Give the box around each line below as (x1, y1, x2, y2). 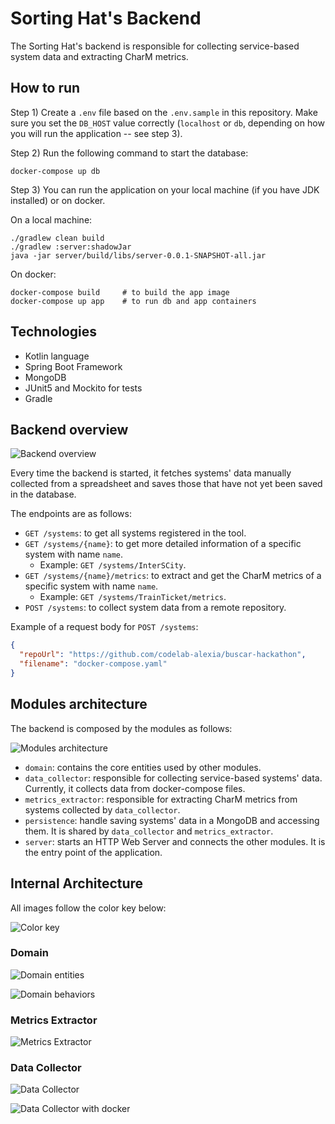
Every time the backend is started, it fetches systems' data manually (10, 467, 292, 479)
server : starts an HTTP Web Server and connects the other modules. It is (24, 835, 326, 847)
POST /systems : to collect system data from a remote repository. (24, 602, 287, 614)
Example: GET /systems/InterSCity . (39, 559, 187, 571)
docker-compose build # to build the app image (10, 287, 230, 297)
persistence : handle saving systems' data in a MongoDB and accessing (24, 814, 320, 826)
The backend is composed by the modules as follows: (10, 722, 233, 734)
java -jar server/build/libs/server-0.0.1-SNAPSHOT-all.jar (10, 250, 267, 261)
